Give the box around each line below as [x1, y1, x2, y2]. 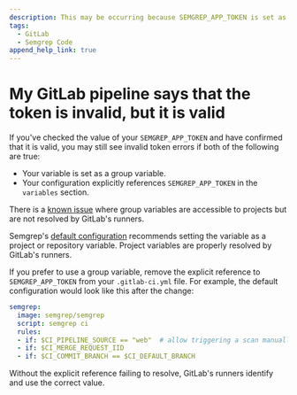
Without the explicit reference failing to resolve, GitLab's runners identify [9, 368, 274, 379]
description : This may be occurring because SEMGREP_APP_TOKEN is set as [9, 12, 287, 22]
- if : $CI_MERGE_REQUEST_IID [17, 344, 125, 352]
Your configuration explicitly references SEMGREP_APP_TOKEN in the [21, 178, 258, 189]
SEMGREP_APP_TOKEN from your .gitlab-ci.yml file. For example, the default [9, 276, 278, 287]
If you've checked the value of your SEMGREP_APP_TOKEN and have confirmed [9, 132, 283, 143]
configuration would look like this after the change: [9, 285, 194, 297]
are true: [9, 151, 41, 162]
